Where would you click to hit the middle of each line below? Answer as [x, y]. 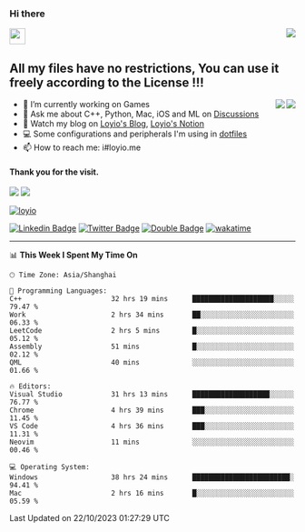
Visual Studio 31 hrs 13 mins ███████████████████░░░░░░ [152, 395]
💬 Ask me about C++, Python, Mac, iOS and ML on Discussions [141, 114]
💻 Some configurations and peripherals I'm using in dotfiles [135, 134]
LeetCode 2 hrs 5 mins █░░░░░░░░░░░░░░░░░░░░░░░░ [152, 331]
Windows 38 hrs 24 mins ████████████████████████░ [152, 477]
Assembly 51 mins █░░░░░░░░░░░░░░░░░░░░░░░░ [152, 347]
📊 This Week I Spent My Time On [74, 255]
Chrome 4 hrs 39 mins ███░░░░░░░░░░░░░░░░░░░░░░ [152, 411]
